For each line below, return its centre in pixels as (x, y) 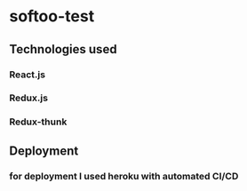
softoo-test (52, 16)
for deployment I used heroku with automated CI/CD (124, 176)
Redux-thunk (38, 122)
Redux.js (29, 98)
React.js (28, 75)
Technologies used (63, 49)
